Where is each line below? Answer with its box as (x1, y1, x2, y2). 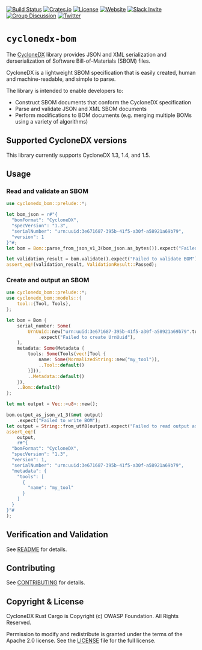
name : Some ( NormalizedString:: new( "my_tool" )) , (38, 356, 161, 363)
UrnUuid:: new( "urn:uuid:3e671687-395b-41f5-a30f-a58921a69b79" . (28, 329, 192, 335)
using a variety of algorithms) (14, 118, 88, 125)
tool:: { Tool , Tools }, (17, 301, 71, 307)
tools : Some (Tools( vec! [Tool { (28, 351, 106, 357)
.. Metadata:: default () (28, 373, 85, 379)
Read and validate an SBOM (6, 187, 89, 195)
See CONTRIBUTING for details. (6, 579, 85, 586)
